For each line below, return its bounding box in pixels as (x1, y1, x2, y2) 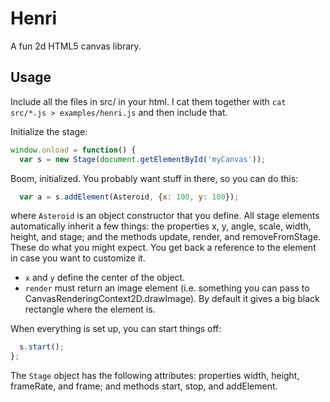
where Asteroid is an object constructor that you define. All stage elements (10, 210, 320, 222)
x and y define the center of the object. (24, 272, 186, 284)
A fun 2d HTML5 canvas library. (10, 40, 142, 52)
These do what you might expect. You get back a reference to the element (10, 242, 317, 254)
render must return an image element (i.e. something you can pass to (24, 282, 310, 294)
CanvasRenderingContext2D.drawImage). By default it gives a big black (24, 293, 320, 305)
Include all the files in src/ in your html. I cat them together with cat (10, 95, 287, 107)
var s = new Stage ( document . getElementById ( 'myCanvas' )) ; (19, 154, 267, 164)
